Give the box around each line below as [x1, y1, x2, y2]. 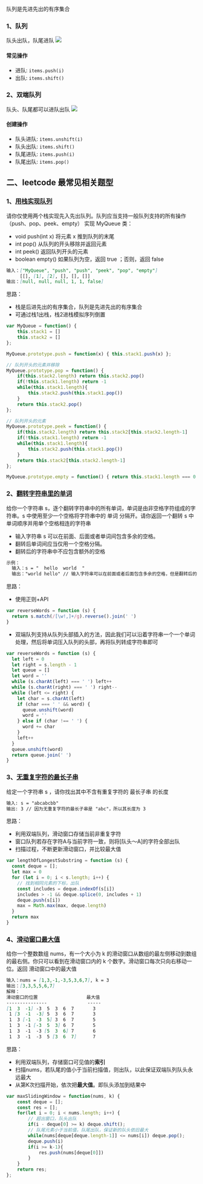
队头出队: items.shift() [14, 143, 75, 150]
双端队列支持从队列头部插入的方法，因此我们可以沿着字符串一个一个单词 [14, 630, 195, 638]
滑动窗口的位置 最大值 [6, 994, 100, 1000]
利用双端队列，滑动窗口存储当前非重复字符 [14, 830, 121, 838]
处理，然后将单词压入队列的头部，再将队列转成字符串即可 [14, 638, 158, 645]
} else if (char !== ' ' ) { [17, 718, 88, 724]
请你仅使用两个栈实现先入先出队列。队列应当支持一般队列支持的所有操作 [6, 212, 186, 220]
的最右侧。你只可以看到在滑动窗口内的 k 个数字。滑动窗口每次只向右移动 [6, 958, 187, 965]
